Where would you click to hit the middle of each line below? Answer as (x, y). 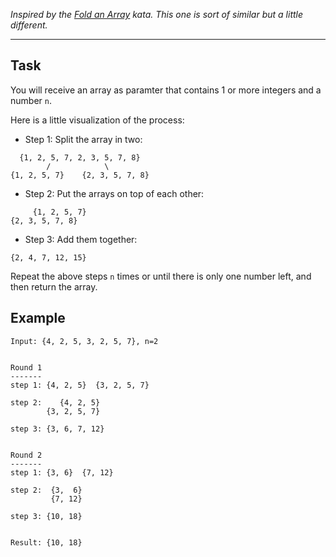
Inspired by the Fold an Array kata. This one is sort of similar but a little (157, 14)
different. (29, 25)
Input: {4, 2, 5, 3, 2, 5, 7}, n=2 (84, 341)
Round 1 (26, 367)
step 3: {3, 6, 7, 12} (57, 429)
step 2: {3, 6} (46, 490)
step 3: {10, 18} (46, 516)
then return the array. (54, 286)
